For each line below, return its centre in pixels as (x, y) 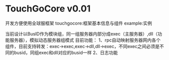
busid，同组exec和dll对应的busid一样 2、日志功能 (66, 52)
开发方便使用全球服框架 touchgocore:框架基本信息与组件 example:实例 (79, 23)
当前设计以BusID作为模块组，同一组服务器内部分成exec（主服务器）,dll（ (81, 33)
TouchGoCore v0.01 (48, 9)
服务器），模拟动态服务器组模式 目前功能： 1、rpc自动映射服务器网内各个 (85, 40)
